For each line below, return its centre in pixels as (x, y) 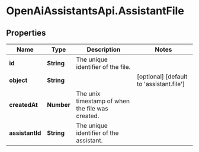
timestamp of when (103, 101)
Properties (26, 33)
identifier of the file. (103, 67)
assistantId (25, 133)
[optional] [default (162, 77)
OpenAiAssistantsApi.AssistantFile (95, 11)
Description (104, 50)
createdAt (24, 105)
